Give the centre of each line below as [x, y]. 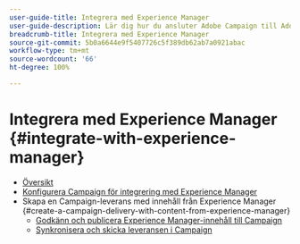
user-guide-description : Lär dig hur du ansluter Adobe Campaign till [143, 26]
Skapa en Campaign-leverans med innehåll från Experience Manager [149, 201]
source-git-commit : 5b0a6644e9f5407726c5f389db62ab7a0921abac [127, 42]
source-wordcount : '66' [54, 59]
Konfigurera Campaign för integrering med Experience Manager [139, 191]
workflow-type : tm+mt [50, 51]
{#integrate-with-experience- [123, 139]
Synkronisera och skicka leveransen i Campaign [124, 230]
